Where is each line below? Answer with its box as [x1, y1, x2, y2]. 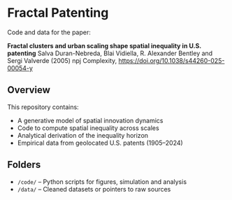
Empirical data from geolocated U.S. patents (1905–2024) [17, 138, 183, 147]
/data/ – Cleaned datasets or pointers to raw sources [17, 185, 171, 193]
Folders [7, 159, 41, 171]
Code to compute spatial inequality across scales [17, 124, 159, 132]
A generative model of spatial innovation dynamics [17, 116, 164, 124]
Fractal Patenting [7, 5, 109, 21]
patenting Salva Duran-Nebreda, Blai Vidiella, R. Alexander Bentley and [7, 49, 213, 57]
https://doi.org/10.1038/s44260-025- [118, 56, 225, 64]
